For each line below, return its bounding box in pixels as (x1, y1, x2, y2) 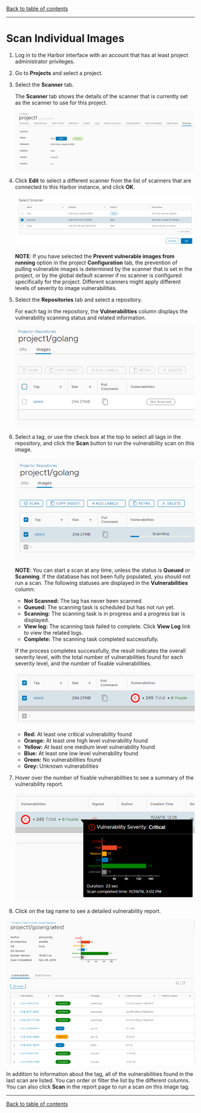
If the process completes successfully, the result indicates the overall (14, 647, 186, 654)
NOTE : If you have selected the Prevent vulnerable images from (14, 253, 175, 260)
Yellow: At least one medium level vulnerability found (23, 743, 156, 750)
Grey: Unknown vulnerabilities (23, 762, 99, 770)
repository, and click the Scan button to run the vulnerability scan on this (14, 439, 194, 447)
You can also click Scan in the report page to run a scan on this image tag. (6, 1083, 190, 1090)
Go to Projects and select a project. (14, 69, 103, 77)
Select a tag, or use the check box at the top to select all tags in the (14, 433, 181, 440)
